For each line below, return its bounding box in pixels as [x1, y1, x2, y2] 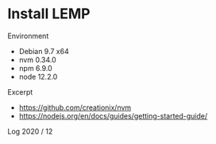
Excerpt [7, 87, 33, 96]
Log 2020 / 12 [7, 126, 53, 136]
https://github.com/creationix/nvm [18, 103, 132, 112]
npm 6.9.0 [18, 63, 52, 72]
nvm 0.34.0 [18, 55, 56, 64]
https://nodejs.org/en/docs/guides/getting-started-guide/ [18, 111, 208, 120]
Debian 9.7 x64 [18, 46, 69, 56]
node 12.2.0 [18, 72, 58, 81]
